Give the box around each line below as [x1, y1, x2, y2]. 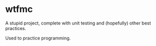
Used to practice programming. [5, 35, 71, 41]
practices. [5, 25, 26, 31]
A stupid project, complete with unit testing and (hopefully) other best [5, 20, 151, 26]
